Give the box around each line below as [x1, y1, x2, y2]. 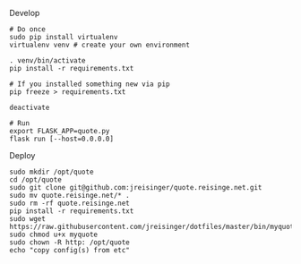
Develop [9, 8, 40, 18]
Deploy [9, 150, 36, 160]
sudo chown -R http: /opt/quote [9, 238, 130, 247]
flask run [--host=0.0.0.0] [9, 134, 115, 143]
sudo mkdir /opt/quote [9, 167, 94, 176]
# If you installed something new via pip [9, 80, 170, 89]
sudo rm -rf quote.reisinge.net [9, 199, 130, 208]
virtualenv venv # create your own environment [9, 40, 191, 49]
